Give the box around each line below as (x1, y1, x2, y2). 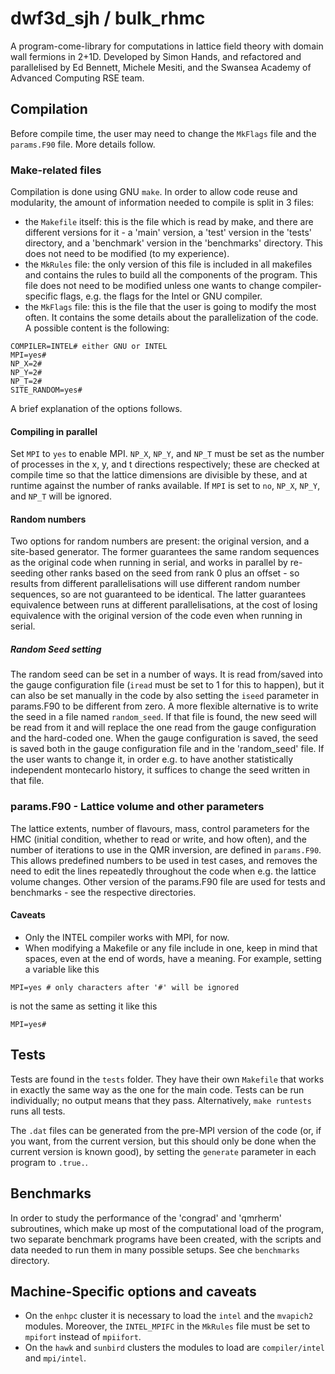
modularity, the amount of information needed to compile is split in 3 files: (10, 197, 315, 209)
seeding (10, 567, 44, 579)
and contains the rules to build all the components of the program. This (24, 269, 318, 281)
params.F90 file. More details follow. (10, 138, 156, 150)
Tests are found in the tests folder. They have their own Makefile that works (10, 1073, 325, 1085)
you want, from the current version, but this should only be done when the (10, 1135, 317, 1147)
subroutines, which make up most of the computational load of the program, (10, 1222, 325, 1234)
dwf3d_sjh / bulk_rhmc (10, 7, 206, 30)
